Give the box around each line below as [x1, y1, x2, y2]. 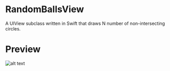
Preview [5, 44, 41, 55]
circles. [5, 25, 21, 31]
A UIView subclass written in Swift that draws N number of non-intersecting [5, 20, 165, 26]
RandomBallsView [5, 4, 84, 15]
